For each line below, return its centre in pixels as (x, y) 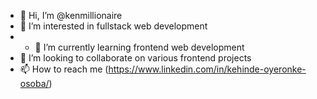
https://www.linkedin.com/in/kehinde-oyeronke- (207, 69)
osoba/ (34, 83)
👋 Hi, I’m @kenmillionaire (71, 15)
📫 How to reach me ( (64, 69)
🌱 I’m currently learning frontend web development (139, 47)
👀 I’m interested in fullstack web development (113, 26)
